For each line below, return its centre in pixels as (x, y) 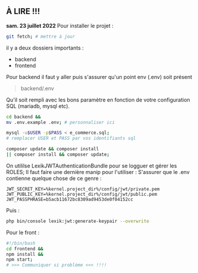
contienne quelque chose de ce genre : (54, 178)
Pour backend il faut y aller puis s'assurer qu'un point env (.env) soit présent (99, 77)
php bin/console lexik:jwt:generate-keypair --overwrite (78, 221)
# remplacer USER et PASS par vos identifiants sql (71, 139)
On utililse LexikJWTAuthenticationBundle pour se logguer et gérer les (92, 166)
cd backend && (24, 117)
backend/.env (37, 88)
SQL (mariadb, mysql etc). (38, 106)
